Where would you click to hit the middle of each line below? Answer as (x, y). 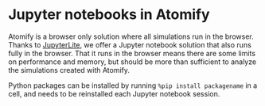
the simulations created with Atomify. (69, 70)
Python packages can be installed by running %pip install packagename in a (133, 85)
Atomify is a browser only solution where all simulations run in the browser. (131, 36)
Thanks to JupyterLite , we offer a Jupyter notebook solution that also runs (130, 44)
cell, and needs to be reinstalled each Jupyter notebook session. (114, 93)
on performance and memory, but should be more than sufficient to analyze (132, 62)
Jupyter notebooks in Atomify (109, 15)
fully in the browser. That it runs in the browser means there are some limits (132, 53)
